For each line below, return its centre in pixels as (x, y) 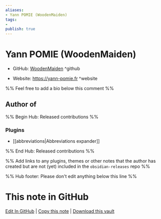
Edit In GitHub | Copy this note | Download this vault (60, 211)
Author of (21, 105)
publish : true (20, 29)
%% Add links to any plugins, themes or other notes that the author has (80, 161)
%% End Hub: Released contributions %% (50, 151)
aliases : (15, 10)
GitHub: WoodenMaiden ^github (46, 69)
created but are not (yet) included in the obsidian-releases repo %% (78, 166)
